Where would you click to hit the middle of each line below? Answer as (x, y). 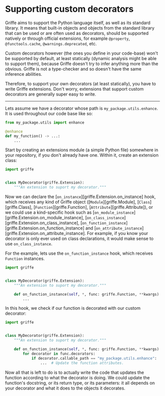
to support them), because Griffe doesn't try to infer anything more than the (82, 64)
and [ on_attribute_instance (114, 228)
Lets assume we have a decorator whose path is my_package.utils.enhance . (82, 108)
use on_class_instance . (29, 244)
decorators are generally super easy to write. (51, 94)
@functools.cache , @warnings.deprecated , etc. (51, 43)
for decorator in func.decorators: (59, 354)
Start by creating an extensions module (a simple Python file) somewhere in (82, 150)
